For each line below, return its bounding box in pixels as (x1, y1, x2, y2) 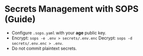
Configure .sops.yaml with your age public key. (11, 30, 107, 36)
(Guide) (4, 14, 36, 25)
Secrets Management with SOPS (4, 3, 139, 15)
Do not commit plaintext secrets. (11, 45, 77, 51)
